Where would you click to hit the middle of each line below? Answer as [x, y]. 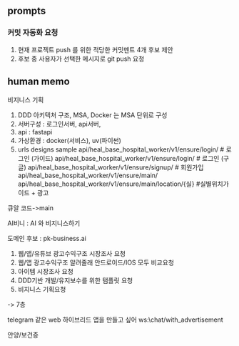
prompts [27, 11]
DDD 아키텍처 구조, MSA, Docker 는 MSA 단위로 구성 [92, 115]
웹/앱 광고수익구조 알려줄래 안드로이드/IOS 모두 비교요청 [96, 262]
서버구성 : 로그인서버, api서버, [59, 124]
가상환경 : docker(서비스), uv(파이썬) [69, 140]
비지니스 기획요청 [42, 289]
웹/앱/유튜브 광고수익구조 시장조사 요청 [72, 253]
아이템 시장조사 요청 [45, 271]
